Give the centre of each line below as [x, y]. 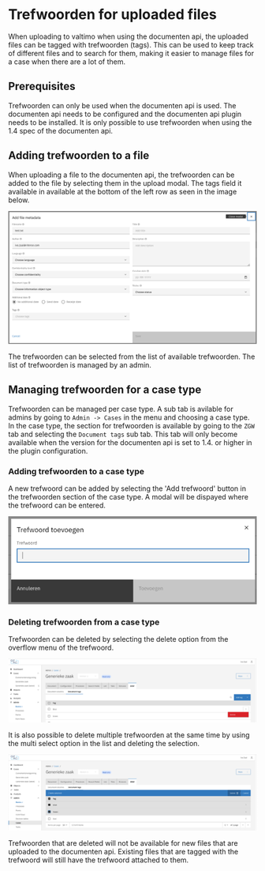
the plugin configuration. [48, 451]
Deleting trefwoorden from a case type [84, 622]
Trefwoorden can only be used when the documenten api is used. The [122, 105]
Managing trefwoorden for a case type [105, 390]
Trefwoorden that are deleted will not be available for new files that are [123, 843]
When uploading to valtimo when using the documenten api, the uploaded [128, 36]
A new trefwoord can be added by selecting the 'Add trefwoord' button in [127, 488]
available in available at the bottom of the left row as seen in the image [123, 191]
